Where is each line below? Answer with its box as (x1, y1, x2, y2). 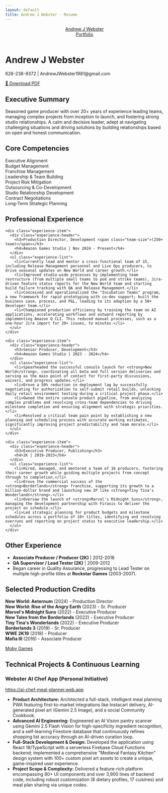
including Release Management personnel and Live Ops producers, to (5, 263, 152, 269)
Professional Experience (5, 215, 84, 224)
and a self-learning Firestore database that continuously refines (12, 729, 145, 734)
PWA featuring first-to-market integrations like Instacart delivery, (12, 702, 147, 708)
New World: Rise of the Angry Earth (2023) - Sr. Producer (5, 604, 127, 610)
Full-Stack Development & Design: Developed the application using (12, 739, 154, 745)
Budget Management (5, 163, 49, 169)
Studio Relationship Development (5, 190, 74, 196)
